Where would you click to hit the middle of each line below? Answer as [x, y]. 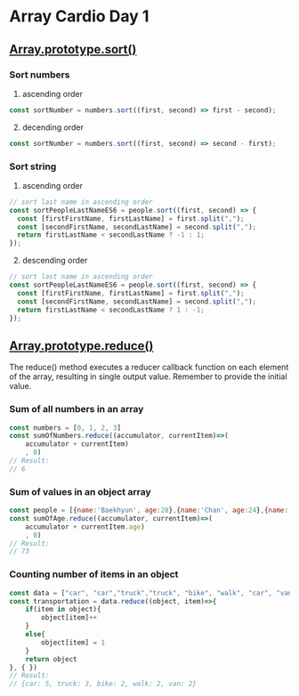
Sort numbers [40, 75]
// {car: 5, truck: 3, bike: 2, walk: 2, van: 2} [103, 684]
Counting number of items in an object [94, 574]
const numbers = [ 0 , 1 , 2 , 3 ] [65, 428]
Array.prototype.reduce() [81, 346]
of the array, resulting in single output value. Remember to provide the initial [148, 376]
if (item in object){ [63, 610]
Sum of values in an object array [80, 491]
